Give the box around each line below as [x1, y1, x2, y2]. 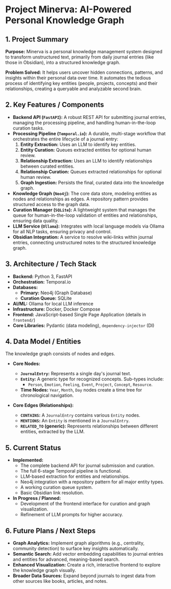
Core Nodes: [12, 360, 40, 367]
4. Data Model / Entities [5, 337, 81, 346]
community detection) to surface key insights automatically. [12, 545, 139, 552]
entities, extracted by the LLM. [20, 429, 85, 435]
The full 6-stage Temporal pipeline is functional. [20, 468, 122, 474]
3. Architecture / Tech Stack [5, 260, 97, 269]
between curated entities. [20, 163, 75, 169]
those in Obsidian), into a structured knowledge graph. [5, 59, 120, 65]
